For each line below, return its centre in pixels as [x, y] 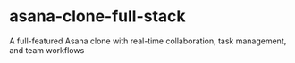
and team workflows [47, 50]
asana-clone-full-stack [97, 16]
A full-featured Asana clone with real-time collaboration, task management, [148, 41]
